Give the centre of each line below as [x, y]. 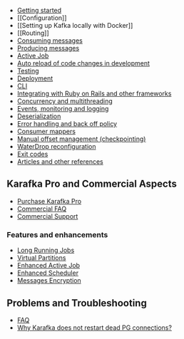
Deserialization [39, 116]
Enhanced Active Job [48, 266]
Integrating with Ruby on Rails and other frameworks [94, 93]
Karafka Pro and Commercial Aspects [92, 184]
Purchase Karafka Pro [49, 201]
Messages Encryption [49, 281]
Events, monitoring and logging [63, 109]
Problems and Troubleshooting [77, 303]
